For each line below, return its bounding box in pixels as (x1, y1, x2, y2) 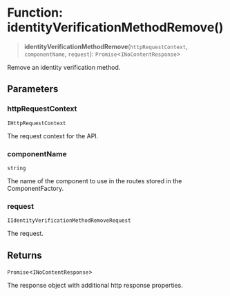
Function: (7, 5, 64, 21)
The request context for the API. (7, 131, 99, 140)
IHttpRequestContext (7, 120, 67, 127)
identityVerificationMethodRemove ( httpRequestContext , (23, 42, 188, 50)
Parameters (7, 83, 59, 95)
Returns (7, 249, 43, 261)
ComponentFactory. (7, 184, 64, 192)
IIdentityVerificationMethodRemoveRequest (7, 217, 131, 224)
